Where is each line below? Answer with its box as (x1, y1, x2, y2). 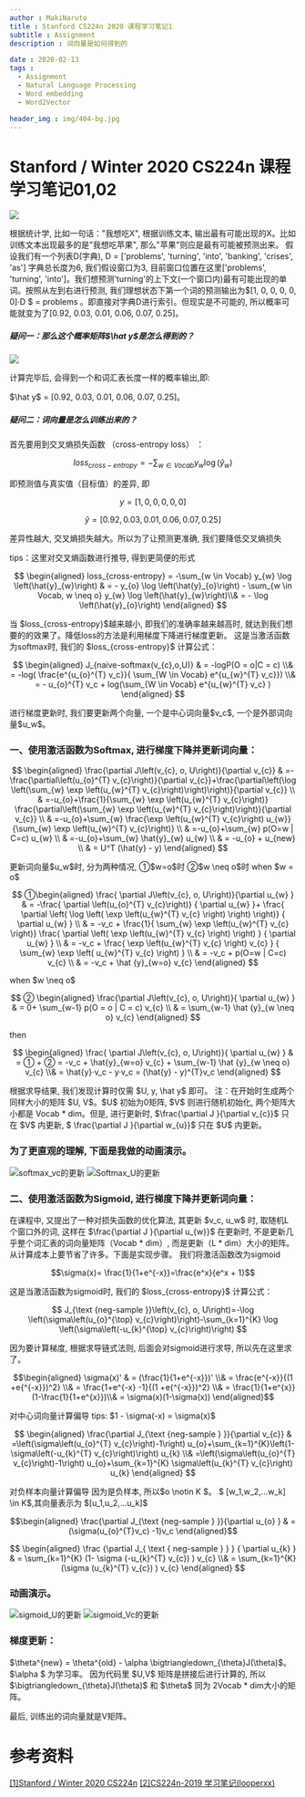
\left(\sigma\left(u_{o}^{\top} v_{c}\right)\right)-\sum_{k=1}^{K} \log (27, 1314, 279, 1324)
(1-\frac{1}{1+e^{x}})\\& (31, 1391, 118, 1402)
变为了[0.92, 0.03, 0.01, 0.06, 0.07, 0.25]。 (25, 307, 184, 319)
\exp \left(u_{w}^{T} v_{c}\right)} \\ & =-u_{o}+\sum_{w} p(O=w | (53, 823, 294, 835)
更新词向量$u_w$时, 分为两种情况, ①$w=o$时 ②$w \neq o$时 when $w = (9, 861, 294, 872)
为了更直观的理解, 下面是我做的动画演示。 (9, 1145, 192, 1158)
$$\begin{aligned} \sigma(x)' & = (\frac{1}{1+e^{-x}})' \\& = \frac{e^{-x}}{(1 (13, 1372, 293, 1383)
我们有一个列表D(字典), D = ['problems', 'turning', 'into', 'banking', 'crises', (16, 251, 294, 262)
